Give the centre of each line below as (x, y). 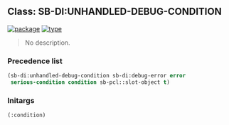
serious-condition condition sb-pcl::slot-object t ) (90, 82)
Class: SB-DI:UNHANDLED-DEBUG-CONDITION (114, 12)
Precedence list (35, 61)
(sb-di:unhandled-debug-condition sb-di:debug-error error (97, 76)
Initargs (21, 100)
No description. (47, 43)
